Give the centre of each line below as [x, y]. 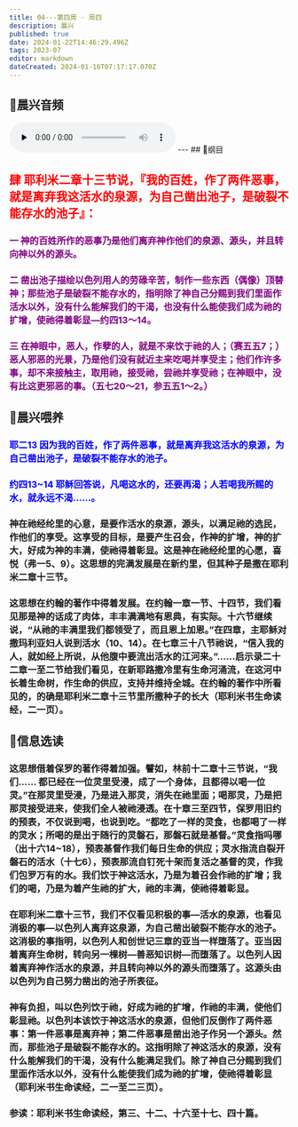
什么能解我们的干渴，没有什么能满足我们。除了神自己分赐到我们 [145, 1060]
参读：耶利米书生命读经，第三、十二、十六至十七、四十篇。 [137, 1113]
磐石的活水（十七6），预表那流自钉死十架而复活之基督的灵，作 [141, 862]
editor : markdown [41, 59]
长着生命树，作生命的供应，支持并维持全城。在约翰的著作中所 [141, 683]
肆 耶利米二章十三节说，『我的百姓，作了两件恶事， [148, 180]
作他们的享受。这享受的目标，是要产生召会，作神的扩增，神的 [141, 537]
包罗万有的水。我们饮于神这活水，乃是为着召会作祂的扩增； [145, 876]
